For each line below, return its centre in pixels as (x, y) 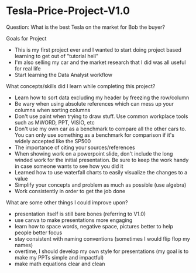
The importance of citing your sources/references (75, 147)
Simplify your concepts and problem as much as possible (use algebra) (100, 185)
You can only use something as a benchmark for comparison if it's (94, 135)
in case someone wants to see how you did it (69, 166)
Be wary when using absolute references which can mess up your (94, 103)
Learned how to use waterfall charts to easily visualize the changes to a (101, 172)
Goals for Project (26, 38)
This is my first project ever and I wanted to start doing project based (98, 50)
